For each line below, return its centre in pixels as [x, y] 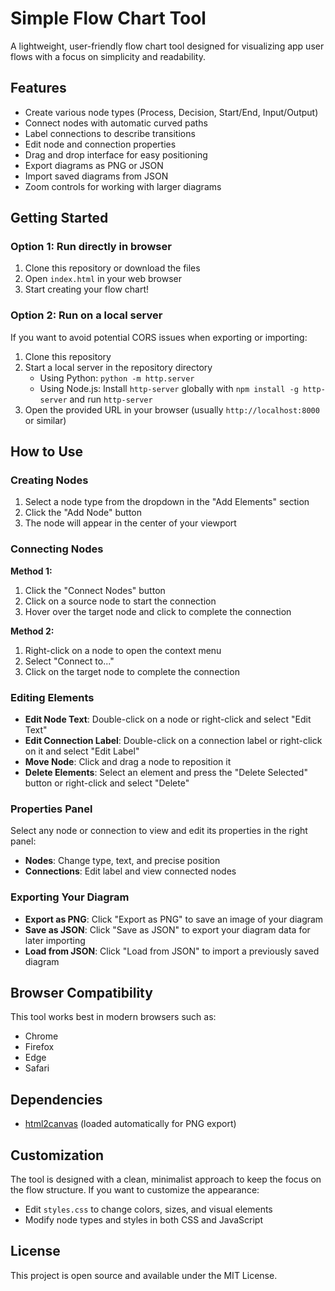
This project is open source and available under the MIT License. [144, 1275]
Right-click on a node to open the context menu [123, 650]
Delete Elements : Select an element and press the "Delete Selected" [166, 773]
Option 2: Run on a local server [86, 315]
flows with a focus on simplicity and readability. [108, 56]
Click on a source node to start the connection [120, 601]
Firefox [39, 1047]
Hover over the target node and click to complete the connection [158, 611]
